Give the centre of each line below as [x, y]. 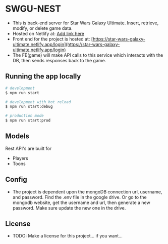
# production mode [24, 116]
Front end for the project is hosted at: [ [53, 39]
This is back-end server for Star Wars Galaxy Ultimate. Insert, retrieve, [86, 23]
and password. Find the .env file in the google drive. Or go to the [80, 197]
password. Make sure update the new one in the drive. [69, 208]
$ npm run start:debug [29, 107]
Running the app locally [43, 76]
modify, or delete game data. [43, 28]
